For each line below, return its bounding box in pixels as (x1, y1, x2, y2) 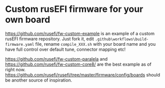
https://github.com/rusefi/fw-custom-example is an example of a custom (5, 30, 155, 36)
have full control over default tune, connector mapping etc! (5, 46, 126, 52)
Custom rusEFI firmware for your (5, 3, 143, 15)
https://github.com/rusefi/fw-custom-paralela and (5, 56, 108, 62)
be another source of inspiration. (5, 77, 72, 83)
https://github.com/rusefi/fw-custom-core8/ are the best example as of (5, 61, 152, 67)
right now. (5, 66, 26, 73)
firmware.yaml (5, 42, 35, 47)
